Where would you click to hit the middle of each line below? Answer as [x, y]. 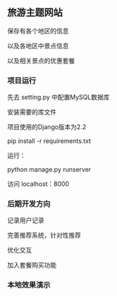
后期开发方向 [29, 204]
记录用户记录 [26, 220]
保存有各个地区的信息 [38, 31]
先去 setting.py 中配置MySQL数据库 [58, 97]
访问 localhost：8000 [38, 184]
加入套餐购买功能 [32, 265]
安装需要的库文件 [32, 112]
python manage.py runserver [49, 170]
